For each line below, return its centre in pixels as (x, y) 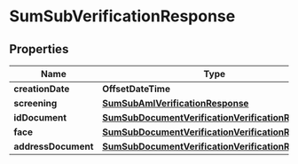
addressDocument (54, 146)
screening (35, 103)
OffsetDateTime (136, 89)
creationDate (42, 89)
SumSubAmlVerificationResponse (175, 103)
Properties (39, 49)
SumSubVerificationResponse (122, 16)
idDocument (40, 117)
